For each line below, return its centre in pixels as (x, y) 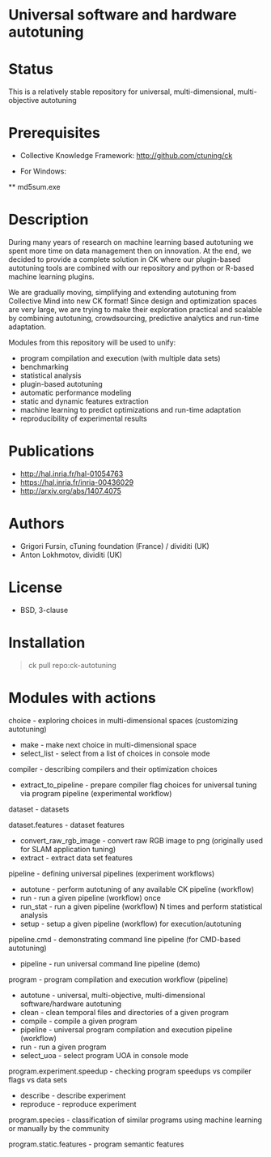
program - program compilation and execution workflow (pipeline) (119, 979)
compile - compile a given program (78, 1021)
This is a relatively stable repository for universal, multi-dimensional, (122, 92)
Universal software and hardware (123, 15)
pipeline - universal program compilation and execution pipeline (126, 1029)
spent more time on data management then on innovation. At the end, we (130, 251)
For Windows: (43, 171)
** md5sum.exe (34, 187)
